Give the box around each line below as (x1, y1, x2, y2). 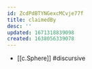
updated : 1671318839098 (7, 29, 75, 36)
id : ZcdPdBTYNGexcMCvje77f (7, 10, 84, 17)
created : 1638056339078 (7, 36, 75, 42)
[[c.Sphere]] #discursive (16, 54, 86, 62)
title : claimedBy (7, 16, 57, 23)
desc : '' (7, 23, 32, 29)
